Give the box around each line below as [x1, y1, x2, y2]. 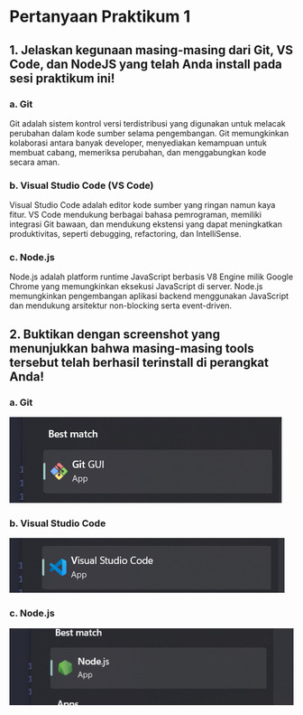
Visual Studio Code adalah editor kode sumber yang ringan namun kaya [9, 200, 276, 211]
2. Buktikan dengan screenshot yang [9, 326, 221, 342]
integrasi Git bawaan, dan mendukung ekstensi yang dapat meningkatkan [9, 219, 282, 230]
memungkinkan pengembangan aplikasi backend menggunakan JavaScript [9, 291, 289, 302]
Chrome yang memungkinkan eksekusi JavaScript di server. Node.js [9, 281, 263, 292]
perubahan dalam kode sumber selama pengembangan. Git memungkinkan [9, 127, 289, 138]
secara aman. [9, 156, 60, 167]
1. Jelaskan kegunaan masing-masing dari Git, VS [9, 42, 294, 58]
